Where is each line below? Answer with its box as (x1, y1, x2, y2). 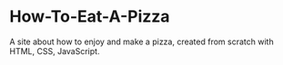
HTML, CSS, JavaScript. (9, 45, 100, 56)
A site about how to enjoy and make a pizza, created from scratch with (9, 36, 275, 47)
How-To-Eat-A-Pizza (9, 6, 170, 27)
